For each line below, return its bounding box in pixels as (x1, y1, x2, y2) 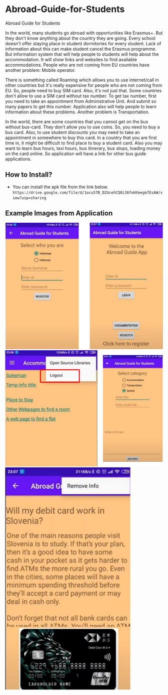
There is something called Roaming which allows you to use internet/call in (5, 77, 159, 83)
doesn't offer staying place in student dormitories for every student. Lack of (5, 40, 161, 46)
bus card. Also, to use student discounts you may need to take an (5, 129, 140, 135)
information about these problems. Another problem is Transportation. (5, 109, 150, 115)
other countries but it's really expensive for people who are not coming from (5, 82, 162, 88)
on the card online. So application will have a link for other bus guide (5, 151, 146, 157)
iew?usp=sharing (12, 195, 46, 200)
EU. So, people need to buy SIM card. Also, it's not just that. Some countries (5, 87, 162, 93)
